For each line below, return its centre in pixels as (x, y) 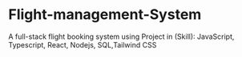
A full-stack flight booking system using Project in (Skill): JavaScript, (121, 36)
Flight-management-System (105, 15)
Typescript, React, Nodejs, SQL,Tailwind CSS (83, 44)
